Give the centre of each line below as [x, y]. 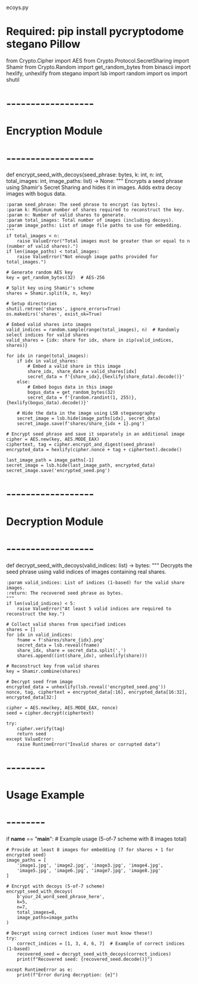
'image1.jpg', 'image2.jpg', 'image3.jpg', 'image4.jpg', [90, 865]
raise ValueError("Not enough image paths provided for [88, 257]
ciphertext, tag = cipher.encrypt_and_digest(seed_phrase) [81, 445]
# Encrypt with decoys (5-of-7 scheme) [56, 886]
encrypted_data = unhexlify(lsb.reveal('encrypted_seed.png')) [86, 687]
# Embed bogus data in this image [70, 387]
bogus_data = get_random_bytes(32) [72, 392]
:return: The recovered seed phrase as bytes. [65, 593]
